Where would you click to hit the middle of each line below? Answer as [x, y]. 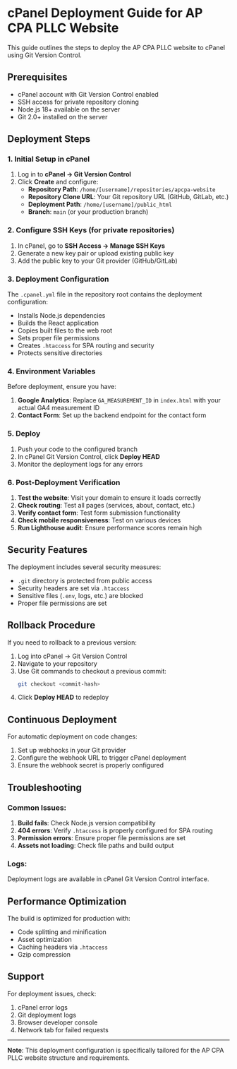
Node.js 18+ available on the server [69, 109]
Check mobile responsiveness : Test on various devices [99, 520]
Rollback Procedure [51, 625]
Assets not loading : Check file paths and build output [96, 845]
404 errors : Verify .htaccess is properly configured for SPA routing [115, 830]
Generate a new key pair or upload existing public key [96, 253]
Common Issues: [37, 808]
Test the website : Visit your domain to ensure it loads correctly [109, 497]
